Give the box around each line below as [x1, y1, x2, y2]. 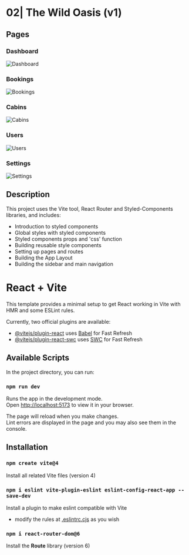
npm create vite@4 [6, 460, 59, 467]
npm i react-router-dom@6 [6, 530, 80, 537]
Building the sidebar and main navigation [14, 260, 113, 267]
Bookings [6, 75, 34, 83]
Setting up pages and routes [14, 248, 84, 255]
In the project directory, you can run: [6, 368, 95, 375]
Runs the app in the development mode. [6, 395, 103, 402]
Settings [6, 159, 31, 167]
